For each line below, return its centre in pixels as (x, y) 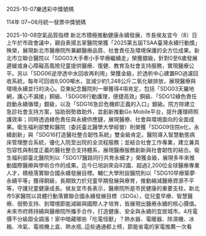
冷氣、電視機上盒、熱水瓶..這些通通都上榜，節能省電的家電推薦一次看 (105, 226)
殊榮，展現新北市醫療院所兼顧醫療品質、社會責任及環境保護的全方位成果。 (100, 50)
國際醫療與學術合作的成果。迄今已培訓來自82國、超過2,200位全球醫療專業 (105, 165)
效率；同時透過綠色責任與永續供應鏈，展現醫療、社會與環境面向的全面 (100, 119)
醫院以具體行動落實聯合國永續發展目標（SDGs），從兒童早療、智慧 (104, 196)
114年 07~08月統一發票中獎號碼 (46, 22)
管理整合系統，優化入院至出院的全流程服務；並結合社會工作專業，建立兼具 (105, 142)
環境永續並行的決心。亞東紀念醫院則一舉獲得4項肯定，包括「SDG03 (93, 89)
